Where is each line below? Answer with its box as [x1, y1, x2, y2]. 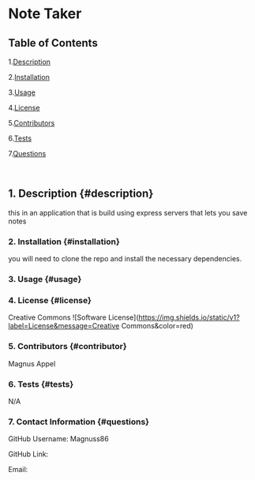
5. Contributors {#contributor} [8, 341, 128, 352]
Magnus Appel [8, 358, 56, 368]
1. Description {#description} [8, 187, 154, 201]
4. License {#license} [8, 294, 92, 306]
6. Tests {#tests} [8, 378, 74, 389]
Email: [8, 465, 28, 474]
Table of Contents [8, 36, 99, 50]
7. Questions [8, 149, 47, 158]
